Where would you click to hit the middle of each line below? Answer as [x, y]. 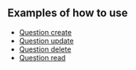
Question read [42, 57]
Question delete [45, 49]
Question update [46, 41]
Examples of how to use [68, 13]
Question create [45, 32]
